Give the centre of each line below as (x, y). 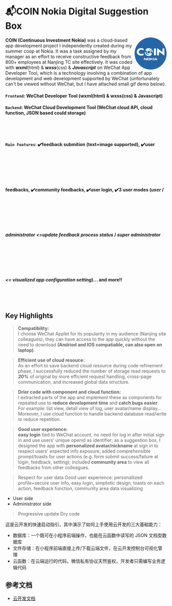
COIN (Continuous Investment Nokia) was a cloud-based (67, 40)
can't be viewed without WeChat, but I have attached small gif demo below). (86, 84)
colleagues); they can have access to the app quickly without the (86, 339)
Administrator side (32, 504)
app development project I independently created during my (69, 45)
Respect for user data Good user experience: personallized (80, 477)
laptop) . (26, 350)
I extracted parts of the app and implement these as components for (90, 397)
